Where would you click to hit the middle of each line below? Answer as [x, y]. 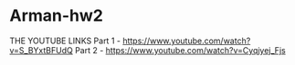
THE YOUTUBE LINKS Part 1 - [65, 41]
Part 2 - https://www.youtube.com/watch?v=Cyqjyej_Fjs [180, 50]
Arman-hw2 [56, 16]
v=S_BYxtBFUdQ [41, 50]
